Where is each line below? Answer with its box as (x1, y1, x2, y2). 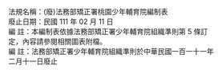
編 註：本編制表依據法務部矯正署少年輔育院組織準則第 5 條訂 (8, 27, 208, 36)
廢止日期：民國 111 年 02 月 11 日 (8, 17, 114, 26)
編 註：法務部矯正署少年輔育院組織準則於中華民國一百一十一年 (8, 47, 214, 56)
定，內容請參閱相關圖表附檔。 (8, 36, 107, 46)
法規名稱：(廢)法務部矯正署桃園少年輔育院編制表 (8, 7, 168, 16)
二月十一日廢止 (8, 56, 58, 66)
